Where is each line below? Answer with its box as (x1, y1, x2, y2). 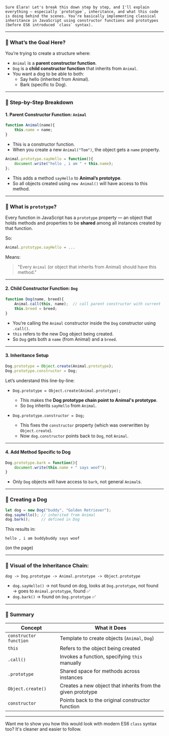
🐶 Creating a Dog (5, 496, 47, 503)
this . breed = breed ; (14, 306, 57, 311)
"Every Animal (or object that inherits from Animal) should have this (17, 263, 157, 270)
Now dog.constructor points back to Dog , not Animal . (20, 433, 129, 439)
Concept (21, 624, 42, 631)
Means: (5, 254, 21, 260)
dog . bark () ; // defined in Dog (5, 517, 80, 522)
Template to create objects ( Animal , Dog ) (59, 634, 154, 641)
